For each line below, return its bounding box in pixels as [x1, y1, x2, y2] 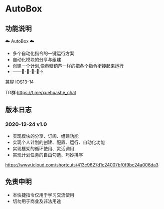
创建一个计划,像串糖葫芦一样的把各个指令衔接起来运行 [12, 63, 124, 69]
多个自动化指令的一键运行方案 [12, 51, 74, 56]
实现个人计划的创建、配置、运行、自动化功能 [12, 139, 105, 145]
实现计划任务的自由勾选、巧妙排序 [12, 151, 83, 158]
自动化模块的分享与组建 [12, 57, 61, 63]
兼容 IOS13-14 [5, 79, 34, 85]
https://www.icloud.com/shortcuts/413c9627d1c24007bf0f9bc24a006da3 [5, 161, 159, 168]
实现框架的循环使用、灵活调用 [12, 145, 74, 151]
